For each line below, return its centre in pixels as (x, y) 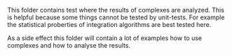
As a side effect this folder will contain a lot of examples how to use (105, 38)
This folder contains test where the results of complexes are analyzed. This (116, 10)
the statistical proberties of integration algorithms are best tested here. (109, 25)
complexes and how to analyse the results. (69, 45)
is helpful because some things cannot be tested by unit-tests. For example (116, 17)
